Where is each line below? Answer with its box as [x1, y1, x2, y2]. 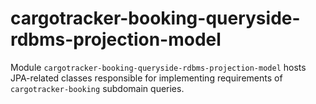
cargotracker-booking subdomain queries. [10, 82, 185, 94]
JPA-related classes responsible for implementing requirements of [10, 72, 283, 84]
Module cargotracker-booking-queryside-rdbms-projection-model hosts [10, 61, 307, 73]
